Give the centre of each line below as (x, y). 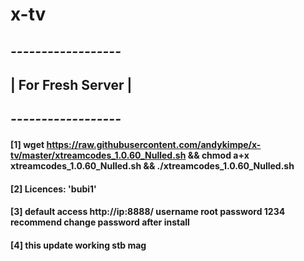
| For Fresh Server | (71, 84)
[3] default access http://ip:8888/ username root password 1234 (148, 212)
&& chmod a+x (218, 155)
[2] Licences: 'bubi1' (53, 189)
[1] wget (27, 144)
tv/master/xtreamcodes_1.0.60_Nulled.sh (98, 155)
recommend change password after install (100, 222)
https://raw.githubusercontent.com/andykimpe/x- (154, 144)
